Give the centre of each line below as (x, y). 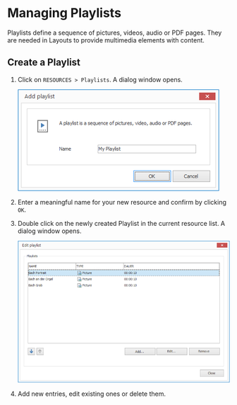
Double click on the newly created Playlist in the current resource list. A (121, 223)
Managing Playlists (65, 13)
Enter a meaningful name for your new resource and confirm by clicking (122, 202)
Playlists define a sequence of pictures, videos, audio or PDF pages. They (115, 33)
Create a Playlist (44, 63)
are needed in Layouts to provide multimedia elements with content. (106, 40)
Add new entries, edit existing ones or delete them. (92, 394)
